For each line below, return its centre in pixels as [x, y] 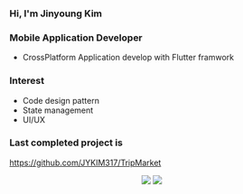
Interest [27, 81]
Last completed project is [66, 143]
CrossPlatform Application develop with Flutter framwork [128, 58]
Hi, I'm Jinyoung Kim [56, 14]
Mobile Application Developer [76, 37]
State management [58, 110]
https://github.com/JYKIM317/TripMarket [85, 162]
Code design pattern [61, 100]
